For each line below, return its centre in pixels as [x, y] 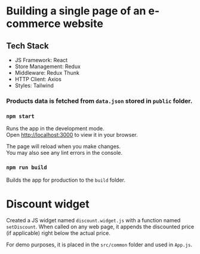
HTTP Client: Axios [38, 79]
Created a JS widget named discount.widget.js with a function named [93, 221]
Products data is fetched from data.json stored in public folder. [99, 101]
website [83, 24]
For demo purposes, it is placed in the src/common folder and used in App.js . [99, 245]
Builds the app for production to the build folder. [66, 180]
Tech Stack [27, 46]
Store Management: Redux [47, 66]
